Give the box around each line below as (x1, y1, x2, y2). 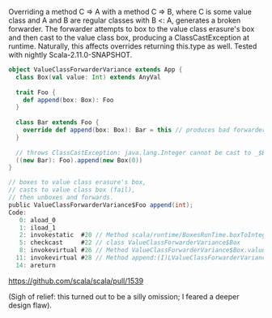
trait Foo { (15, 88, 57, 97)
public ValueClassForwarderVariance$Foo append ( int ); (8, 200, 194, 209)
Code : (8, 208, 27, 217)
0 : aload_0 (19, 216, 57, 224)
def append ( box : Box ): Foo (23, 96, 114, 104)
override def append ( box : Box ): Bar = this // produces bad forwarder (23, 126, 266, 134)
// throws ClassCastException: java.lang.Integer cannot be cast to (15, 148, 252, 157)
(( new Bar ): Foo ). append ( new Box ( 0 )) (15, 156, 143, 165)
